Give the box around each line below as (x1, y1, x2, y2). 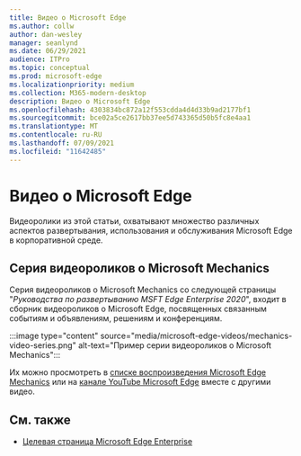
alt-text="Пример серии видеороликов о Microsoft (77, 340, 272, 351)
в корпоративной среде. (9, 235, 103, 246)
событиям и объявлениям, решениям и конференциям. (9, 313, 223, 324)
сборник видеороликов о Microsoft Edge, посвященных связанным (9, 303, 268, 315)
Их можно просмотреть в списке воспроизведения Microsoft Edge (9, 367, 267, 378)
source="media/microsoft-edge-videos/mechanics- (100, 330, 293, 342)
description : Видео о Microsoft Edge (9, 96, 151, 106)
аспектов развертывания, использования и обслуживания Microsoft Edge (9, 225, 293, 236)
